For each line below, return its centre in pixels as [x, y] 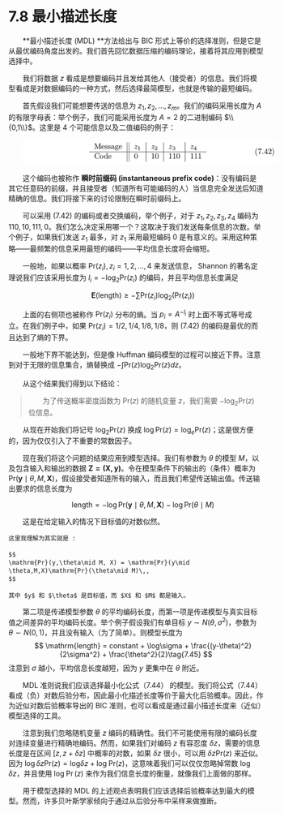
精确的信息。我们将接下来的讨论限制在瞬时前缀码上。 [97, 198]
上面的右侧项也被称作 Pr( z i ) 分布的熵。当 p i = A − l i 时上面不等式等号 [134, 314]
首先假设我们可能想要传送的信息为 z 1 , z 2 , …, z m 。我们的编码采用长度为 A [142, 106]
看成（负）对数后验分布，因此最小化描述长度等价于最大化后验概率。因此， [132, 695]
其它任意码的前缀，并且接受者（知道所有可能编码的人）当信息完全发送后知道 [136, 188]
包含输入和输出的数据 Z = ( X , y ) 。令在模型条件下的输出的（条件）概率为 [136, 468]
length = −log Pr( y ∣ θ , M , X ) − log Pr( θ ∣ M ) [143, 505]
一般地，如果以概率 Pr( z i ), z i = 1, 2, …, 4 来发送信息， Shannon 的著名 [137, 267]
